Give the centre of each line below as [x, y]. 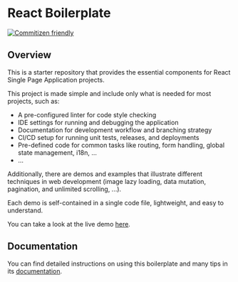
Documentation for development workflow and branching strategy [115, 130]
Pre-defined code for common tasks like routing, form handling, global [121, 145]
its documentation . [35, 271]
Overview [30, 55]
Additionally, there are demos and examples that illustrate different [105, 174]
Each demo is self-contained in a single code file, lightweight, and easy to [116, 202]
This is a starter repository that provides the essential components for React [119, 72]
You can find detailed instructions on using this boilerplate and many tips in [118, 264]
